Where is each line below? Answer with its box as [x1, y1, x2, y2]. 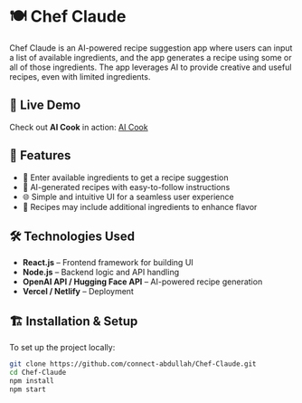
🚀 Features [9, 148, 71, 163]
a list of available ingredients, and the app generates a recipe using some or [9, 52, 292, 62]
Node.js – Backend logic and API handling [22, 267, 179, 278]
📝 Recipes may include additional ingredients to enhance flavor [22, 201, 258, 212]
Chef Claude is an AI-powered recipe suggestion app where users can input [9, 42, 293, 53]
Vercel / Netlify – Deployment [22, 286, 134, 297]
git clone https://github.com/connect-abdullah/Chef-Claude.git [9, 360, 257, 369]
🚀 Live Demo [9, 98, 81, 113]
